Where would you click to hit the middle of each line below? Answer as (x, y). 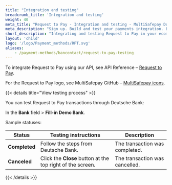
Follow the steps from (66, 144)
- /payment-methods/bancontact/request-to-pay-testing (74, 53)
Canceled (20, 161)
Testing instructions (75, 135)
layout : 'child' (23, 39)
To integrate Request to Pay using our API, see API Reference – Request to (84, 67)
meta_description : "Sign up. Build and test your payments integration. (84, 29)
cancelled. (127, 165)
